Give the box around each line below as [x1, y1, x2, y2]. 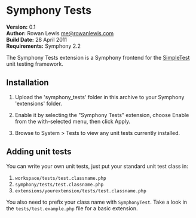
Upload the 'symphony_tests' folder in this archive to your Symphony [14, 93, 185, 100]
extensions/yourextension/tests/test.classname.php [14, 188, 146, 194]
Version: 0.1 [6, 23, 36, 30]
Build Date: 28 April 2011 [6, 36, 68, 43]
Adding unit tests [6, 147, 72, 157]
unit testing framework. [6, 60, 64, 67]
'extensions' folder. [14, 100, 63, 107]
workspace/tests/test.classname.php [14, 175, 106, 181]
